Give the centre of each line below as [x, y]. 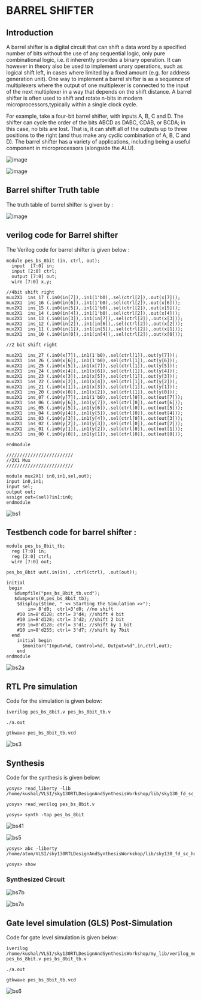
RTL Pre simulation [42, 686]
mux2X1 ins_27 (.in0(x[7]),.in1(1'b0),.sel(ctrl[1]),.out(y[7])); [92, 355]
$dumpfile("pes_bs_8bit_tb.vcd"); [57, 593]
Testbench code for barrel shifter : [71, 532]
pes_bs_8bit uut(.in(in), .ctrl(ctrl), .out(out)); [72, 572]
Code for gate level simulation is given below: [62, 938]
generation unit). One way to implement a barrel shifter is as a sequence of [98, 79]
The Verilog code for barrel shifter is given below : [68, 249]
